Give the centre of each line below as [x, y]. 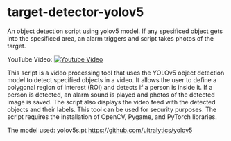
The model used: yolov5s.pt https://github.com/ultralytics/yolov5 [100, 130]
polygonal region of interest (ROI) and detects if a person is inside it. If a [110, 87]
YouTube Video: [30, 59]
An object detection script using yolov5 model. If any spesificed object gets [115, 31]
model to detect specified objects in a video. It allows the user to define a [112, 79]
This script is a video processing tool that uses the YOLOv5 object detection [116, 73]
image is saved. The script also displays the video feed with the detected [112, 102]
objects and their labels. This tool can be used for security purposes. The [112, 109]
